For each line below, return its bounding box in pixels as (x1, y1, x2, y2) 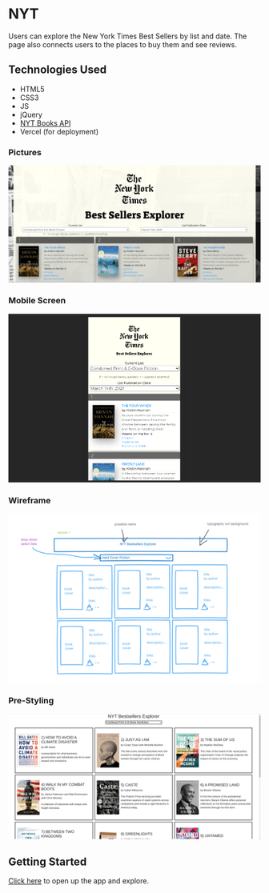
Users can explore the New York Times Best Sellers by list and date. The (8, 31, 247, 41)
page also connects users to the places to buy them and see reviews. (8, 39, 238, 49)
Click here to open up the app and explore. (8, 876, 150, 886)
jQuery (19, 110, 42, 119)
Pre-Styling (8, 695, 54, 706)
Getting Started (8, 855, 87, 868)
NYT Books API (19, 118, 71, 128)
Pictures (8, 146, 42, 158)
